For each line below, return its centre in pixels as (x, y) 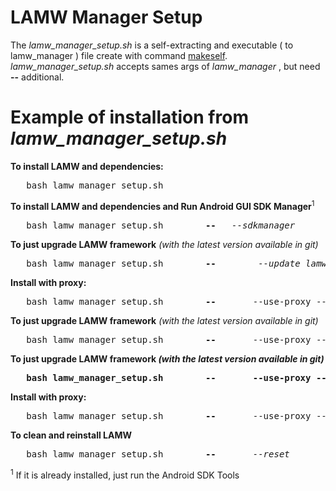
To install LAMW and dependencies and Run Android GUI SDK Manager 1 (162, 205)
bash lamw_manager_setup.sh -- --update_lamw (176, 263)
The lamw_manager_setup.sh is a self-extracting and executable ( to (152, 45)
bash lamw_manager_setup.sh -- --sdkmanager (161, 225)
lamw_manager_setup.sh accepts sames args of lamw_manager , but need (165, 66)
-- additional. (37, 77)
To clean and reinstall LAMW (71, 435)
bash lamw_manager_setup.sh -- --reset (158, 454)
